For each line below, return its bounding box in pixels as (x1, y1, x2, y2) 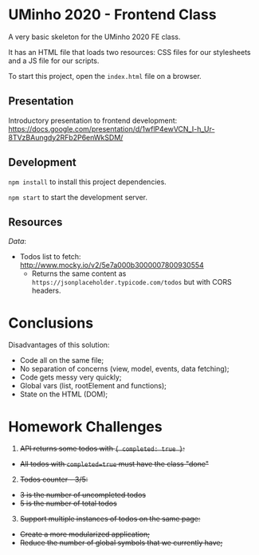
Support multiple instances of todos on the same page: (19, 514, 201, 524)
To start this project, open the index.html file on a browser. (8, 71, 202, 81)
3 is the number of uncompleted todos (19, 490, 146, 500)
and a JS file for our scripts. (8, 56, 100, 65)
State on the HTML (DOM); (19, 389, 108, 400)
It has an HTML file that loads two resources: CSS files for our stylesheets (8, 47, 251, 57)
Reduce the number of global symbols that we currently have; (19, 538, 223, 548)
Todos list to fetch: (19, 252, 81, 262)
